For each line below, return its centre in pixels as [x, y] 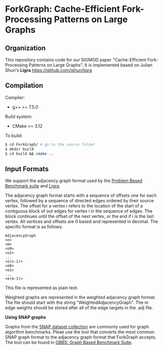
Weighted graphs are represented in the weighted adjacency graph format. [81, 297]
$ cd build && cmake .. [29, 154]
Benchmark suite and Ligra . [33, 186]
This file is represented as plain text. [42, 288]
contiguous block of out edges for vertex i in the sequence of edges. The [79, 211]
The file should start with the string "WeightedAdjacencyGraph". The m [77, 302]
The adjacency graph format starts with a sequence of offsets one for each [81, 195]
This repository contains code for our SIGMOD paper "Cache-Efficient [76, 60]
